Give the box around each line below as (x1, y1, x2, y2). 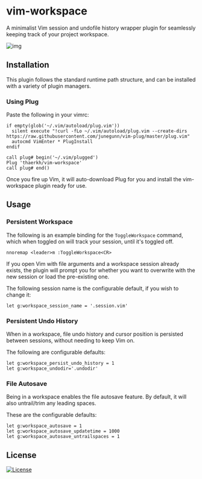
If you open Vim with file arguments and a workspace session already (6, 260, 180, 267)
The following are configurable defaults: (6, 349, 106, 356)
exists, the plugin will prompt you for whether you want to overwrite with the (6, 266, 195, 274)
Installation (6, 60, 49, 70)
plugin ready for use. (35, 182, 87, 190)
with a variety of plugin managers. (6, 82, 92, 89)
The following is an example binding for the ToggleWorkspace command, (6, 231, 183, 239)
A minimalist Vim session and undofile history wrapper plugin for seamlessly (6, 24, 196, 31)
